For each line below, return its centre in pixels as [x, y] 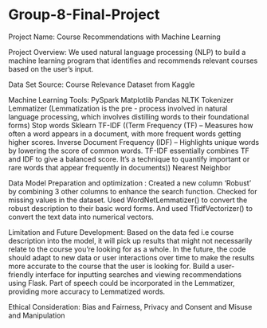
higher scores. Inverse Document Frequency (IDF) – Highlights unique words [134, 142]
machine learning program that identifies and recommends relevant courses [133, 61]
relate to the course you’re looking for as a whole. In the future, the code [127, 249]
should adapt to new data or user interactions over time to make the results [132, 257]
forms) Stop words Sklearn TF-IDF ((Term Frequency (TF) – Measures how [131, 125]
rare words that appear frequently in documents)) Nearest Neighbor [120, 167]
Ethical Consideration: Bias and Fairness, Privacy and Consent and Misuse [130, 307]
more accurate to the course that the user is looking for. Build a [112, 266]
